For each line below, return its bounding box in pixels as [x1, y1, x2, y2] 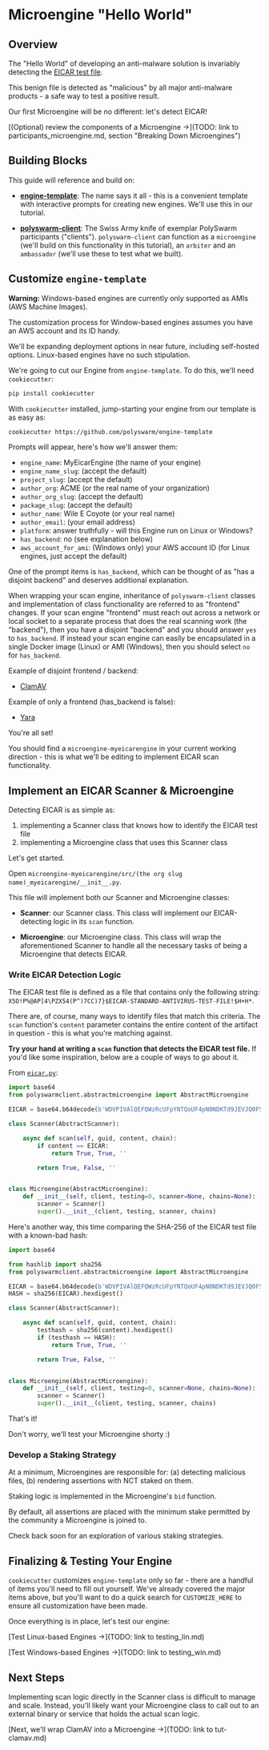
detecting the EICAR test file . [8, 67, 103, 77]
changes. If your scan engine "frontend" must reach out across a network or [8, 608, 261, 618]
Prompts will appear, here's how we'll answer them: [8, 442, 179, 452]
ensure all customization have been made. [8, 1601, 148, 1611]
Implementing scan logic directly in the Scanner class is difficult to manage [8, 1692, 256, 1702]
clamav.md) [8, 1733, 47, 1743]
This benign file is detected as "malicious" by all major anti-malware [8, 82, 233, 92]
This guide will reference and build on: [8, 175, 134, 185]
